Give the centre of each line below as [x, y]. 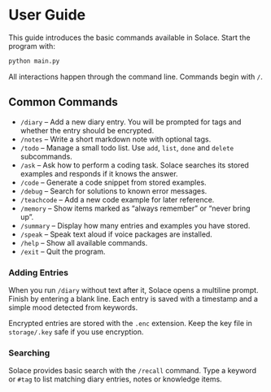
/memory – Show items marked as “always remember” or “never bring [135, 208]
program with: [32, 46]
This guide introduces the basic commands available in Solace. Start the [129, 37]
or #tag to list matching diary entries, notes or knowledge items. [115, 379]
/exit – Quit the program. [63, 251]
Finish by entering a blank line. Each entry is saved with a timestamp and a [133, 298]
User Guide [47, 15]
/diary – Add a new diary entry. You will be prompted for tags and [131, 122]
